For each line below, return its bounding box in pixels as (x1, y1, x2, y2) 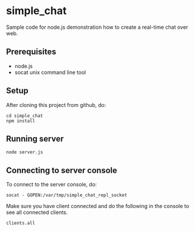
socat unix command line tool (14, 69, 86, 76)
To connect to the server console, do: (6, 181, 97, 188)
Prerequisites (6, 47, 56, 57)
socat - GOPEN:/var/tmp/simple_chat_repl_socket (6, 192, 127, 198)
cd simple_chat (6, 113, 43, 119)
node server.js (6, 149, 43, 155)
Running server (6, 133, 64, 143)
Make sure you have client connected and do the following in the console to (6, 203, 190, 210)
